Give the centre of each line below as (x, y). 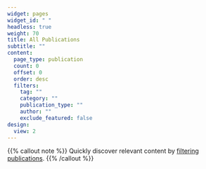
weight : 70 (23, 33)
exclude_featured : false (56, 118)
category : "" (39, 99)
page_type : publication (48, 60)
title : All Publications (44, 40)
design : (19, 124)
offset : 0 (28, 72)
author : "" (36, 111)
